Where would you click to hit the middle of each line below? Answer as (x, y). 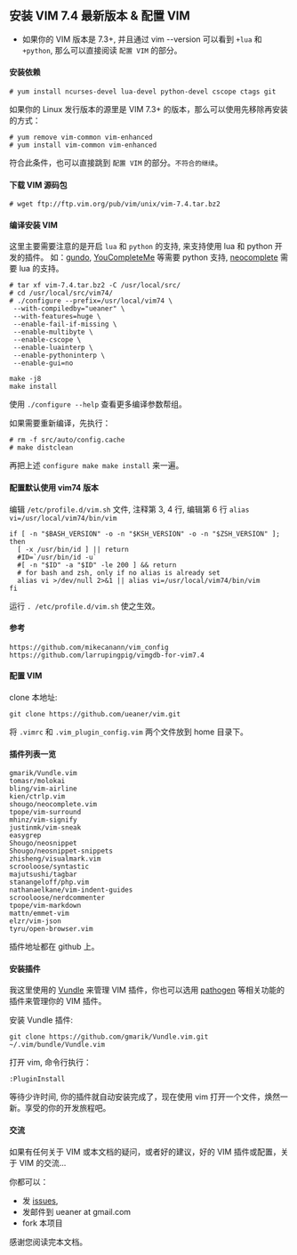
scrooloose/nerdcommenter (57, 898)
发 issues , (40, 1201)
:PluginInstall (37, 1080)
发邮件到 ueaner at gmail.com (76, 1211)
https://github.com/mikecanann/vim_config (89, 647)
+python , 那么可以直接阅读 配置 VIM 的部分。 (102, 50)
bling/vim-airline (43, 789)
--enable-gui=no (43, 363)
